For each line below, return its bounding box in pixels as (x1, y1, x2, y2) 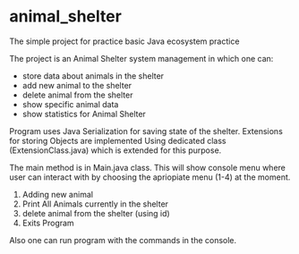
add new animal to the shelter (21, 80, 132, 90)
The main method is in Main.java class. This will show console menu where (9, 162, 286, 173)
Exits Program (21, 217, 74, 228)
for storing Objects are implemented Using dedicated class (9, 135, 226, 146)
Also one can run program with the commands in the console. (9, 234, 237, 245)
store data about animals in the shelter (21, 70, 164, 81)
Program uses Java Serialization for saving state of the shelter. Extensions (9, 125, 284, 136)
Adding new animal (21, 189, 94, 199)
